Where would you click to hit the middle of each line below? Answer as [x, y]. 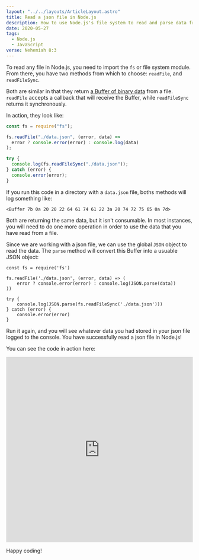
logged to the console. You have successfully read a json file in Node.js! [94, 337]
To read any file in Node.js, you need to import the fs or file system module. [98, 67]
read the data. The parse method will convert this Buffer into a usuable [92, 250]
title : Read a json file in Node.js [51, 17]
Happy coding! [24, 551]
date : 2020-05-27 [28, 28]
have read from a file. [32, 233]
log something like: [29, 198]
